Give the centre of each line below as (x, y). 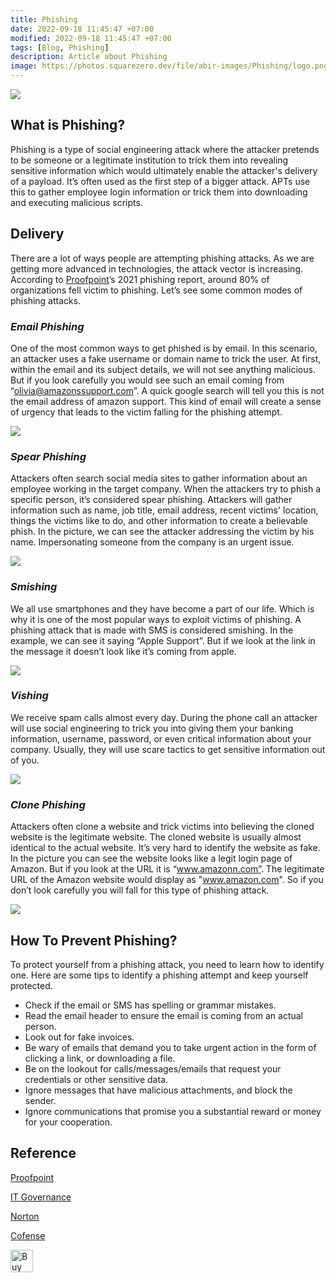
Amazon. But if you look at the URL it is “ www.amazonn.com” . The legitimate (167, 869)
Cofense (28, 1235)
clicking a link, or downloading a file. (100, 1058)
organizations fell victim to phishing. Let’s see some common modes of (156, 290)
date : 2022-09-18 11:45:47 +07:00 (82, 29)
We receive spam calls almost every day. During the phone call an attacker (164, 717)
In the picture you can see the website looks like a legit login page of (151, 858)
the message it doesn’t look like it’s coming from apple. (123, 651)
